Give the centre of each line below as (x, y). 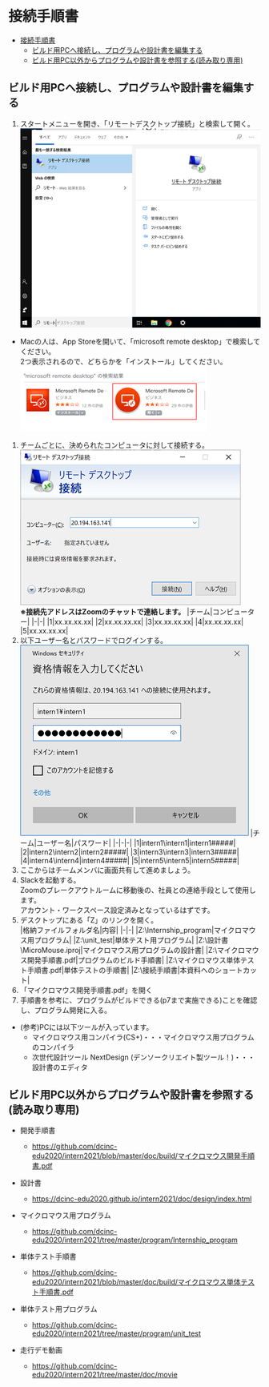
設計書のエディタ (60, 1067)
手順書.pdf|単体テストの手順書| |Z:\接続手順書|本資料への (121, 970)
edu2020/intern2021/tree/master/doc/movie (104, 1375)
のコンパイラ (53, 1047)
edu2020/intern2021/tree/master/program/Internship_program (134, 1240)
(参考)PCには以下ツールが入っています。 (86, 1027)
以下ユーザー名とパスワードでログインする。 (94, 640)
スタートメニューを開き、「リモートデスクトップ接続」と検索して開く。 (137, 123)
